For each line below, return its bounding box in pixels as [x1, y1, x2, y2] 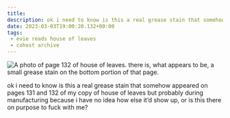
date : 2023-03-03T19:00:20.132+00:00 [7, 23, 115, 29]
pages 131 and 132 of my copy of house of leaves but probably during [7, 88, 204, 97]
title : [7, 10, 26, 17]
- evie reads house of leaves [10, 36, 97, 43]
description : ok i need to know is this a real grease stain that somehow [7, 16, 225, 23]
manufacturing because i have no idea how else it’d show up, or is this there [7, 96, 222, 104]
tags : [7, 29, 23, 36]
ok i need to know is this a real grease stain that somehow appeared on [7, 82, 208, 89]
